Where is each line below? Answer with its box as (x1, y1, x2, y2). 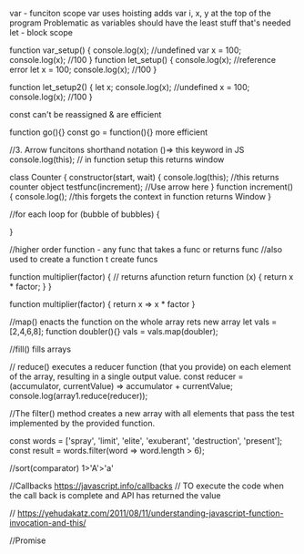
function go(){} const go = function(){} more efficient (9, 127, 208, 138)
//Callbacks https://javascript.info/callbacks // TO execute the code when (9, 480, 285, 491)
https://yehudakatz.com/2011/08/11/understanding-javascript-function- (17, 508, 284, 518)
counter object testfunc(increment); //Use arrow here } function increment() (9, 181, 294, 192)
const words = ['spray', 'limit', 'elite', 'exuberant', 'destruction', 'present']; (9, 436, 283, 446)
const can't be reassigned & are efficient (9, 109, 162, 119)
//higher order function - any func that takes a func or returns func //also (9, 244, 283, 254)
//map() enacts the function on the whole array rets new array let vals (9, 316, 270, 327)
